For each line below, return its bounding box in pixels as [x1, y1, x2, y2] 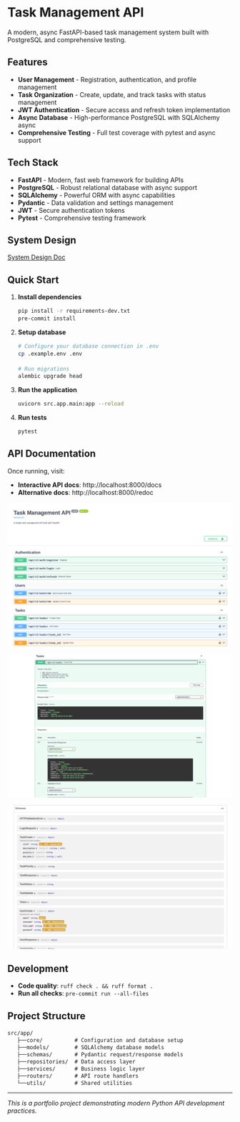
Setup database [17, 328, 66, 336]
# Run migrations [17, 365, 70, 372]
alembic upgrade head [17, 373, 82, 380]
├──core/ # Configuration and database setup [16, 1037, 184, 1044]
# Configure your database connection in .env [17, 342, 159, 350]
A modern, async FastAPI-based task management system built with [7, 28, 209, 36]
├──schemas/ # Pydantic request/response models [16, 1051, 184, 1058]
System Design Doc [7, 253, 66, 261]
